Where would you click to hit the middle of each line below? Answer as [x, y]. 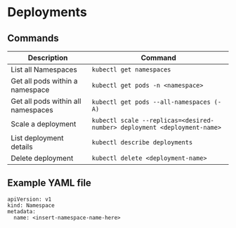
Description [48, 58]
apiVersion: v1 [29, 199]
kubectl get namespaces [131, 70]
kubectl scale [115, 120]
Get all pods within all [46, 101]
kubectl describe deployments [142, 142]
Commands [33, 38]
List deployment [37, 138]
